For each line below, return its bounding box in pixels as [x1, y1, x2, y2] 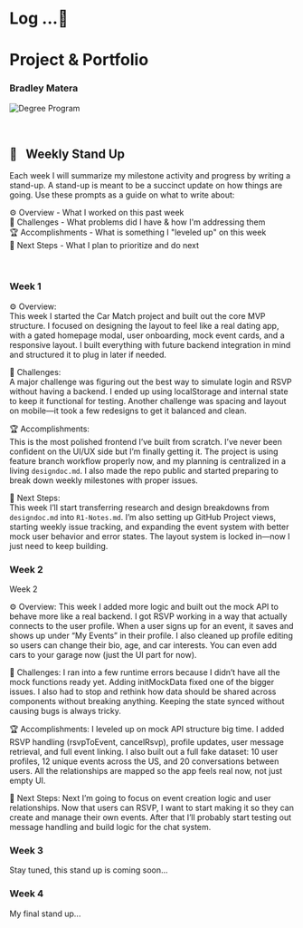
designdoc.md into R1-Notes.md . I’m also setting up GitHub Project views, [9, 511, 277, 522]
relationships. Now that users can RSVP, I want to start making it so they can [9, 802, 294, 814]
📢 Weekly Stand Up [9, 147, 125, 162]
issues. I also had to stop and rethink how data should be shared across [9, 686, 277, 697]
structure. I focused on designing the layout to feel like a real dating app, [9, 320, 279, 331]
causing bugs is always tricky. [9, 706, 122, 717]
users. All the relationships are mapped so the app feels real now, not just [9, 766, 283, 777]
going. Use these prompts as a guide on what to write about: [9, 189, 235, 200]
